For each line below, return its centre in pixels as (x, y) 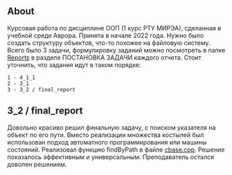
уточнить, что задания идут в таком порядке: (74, 64)
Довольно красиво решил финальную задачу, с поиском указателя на (111, 127)
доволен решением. (37, 164)
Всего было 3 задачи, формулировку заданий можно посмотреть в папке (116, 50)
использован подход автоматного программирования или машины (107, 142)
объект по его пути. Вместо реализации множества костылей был (106, 135)
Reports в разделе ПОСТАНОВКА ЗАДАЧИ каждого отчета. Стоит (105, 57)
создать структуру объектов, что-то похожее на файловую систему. (109, 43)
